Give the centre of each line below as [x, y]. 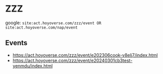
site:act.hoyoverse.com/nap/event [42, 27]
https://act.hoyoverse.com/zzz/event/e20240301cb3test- [72, 60]
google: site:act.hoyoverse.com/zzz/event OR [53, 23]
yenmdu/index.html [33, 65]
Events [16, 43]
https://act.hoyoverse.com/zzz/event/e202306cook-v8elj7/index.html [85, 55]
